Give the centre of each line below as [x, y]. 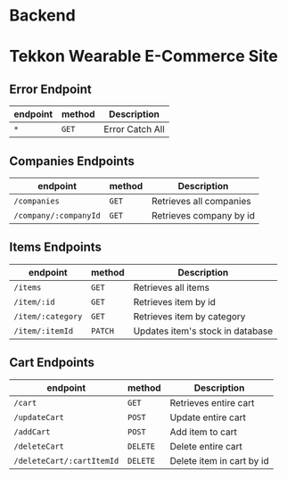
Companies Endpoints [72, 161]
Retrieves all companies [201, 201]
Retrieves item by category [189, 316]
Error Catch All [134, 129]
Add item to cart [204, 432]
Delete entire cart [206, 446]
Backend [42, 16]
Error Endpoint [50, 89]
